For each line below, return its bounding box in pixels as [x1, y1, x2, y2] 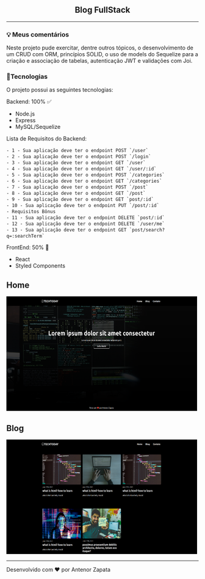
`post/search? [129, 227, 165, 233]
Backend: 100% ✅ [6, 98, 52, 106]
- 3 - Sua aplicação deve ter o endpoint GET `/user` [6, 160, 146, 166]
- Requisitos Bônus [6, 209, 56, 215]
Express [15, 117, 36, 124]
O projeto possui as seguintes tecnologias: [6, 86, 113, 93]
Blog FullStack [74, 5, 131, 15]
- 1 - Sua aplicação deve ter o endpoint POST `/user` [6, 148, 149, 154]
